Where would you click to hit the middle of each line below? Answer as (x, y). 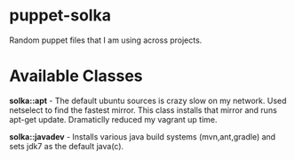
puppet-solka (60, 16)
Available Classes (76, 76)
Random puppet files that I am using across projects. (106, 40)
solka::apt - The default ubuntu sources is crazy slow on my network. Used (148, 100)
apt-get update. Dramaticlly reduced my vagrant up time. (113, 119)
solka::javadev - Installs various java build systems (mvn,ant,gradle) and (143, 136)
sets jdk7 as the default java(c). (67, 146)
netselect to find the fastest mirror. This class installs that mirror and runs (143, 110)
